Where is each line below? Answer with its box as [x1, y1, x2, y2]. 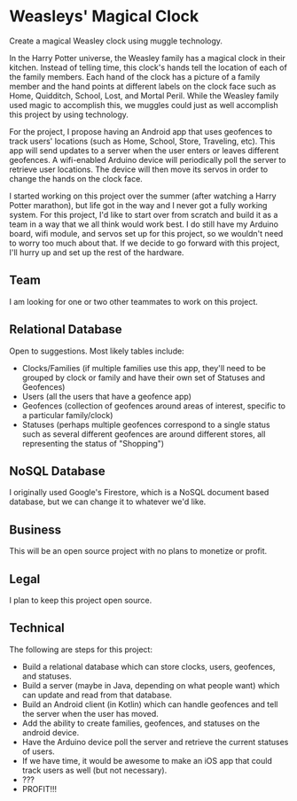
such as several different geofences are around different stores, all [21, 428, 266, 439]
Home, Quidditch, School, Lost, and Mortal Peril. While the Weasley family [9, 90, 279, 101]
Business [9, 522, 62, 537]
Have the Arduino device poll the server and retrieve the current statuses [21, 736, 289, 747]
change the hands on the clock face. [9, 173, 144, 183]
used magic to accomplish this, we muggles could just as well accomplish [9, 99, 279, 110]
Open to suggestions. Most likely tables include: [9, 346, 184, 356]
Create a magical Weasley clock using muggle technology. [9, 35, 223, 46]
